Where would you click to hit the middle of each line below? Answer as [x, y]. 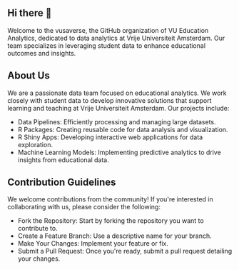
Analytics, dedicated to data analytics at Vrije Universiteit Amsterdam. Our [116, 38]
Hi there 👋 [30, 13]
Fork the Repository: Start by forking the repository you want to [111, 221]
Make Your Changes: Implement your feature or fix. [93, 244]
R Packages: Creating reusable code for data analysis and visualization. [123, 129]
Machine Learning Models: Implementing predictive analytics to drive [119, 152]
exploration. [35, 144]
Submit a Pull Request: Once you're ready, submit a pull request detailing [125, 251]
